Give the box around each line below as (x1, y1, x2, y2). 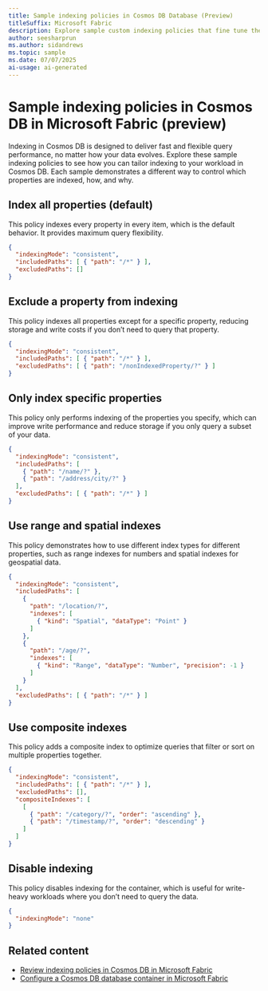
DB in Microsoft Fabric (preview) (8, 115, 227, 132)
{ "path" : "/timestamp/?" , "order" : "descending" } (29, 818, 205, 826)
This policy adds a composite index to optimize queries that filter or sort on (8, 742, 255, 752)
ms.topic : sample (8, 49, 66, 57)
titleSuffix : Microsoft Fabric (8, 19, 112, 27)
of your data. (8, 430, 50, 439)
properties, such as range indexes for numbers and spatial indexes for (8, 549, 239, 558)
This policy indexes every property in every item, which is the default (8, 219, 235, 229)
